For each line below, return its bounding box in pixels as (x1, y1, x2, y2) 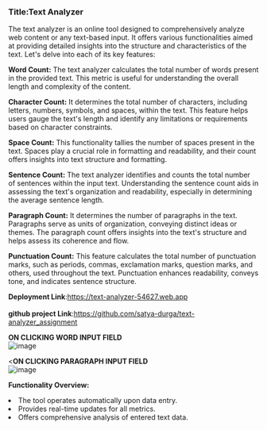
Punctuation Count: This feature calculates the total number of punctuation (8, 251, 257, 261)
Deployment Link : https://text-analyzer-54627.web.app (8, 292, 188, 301)
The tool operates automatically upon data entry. (18, 396, 178, 405)
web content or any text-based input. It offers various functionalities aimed (8, 33, 253, 42)
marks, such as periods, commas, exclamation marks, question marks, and (8, 260, 253, 270)
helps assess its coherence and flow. (8, 236, 130, 246)
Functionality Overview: (8, 380, 90, 390)
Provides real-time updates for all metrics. (18, 404, 157, 414)
